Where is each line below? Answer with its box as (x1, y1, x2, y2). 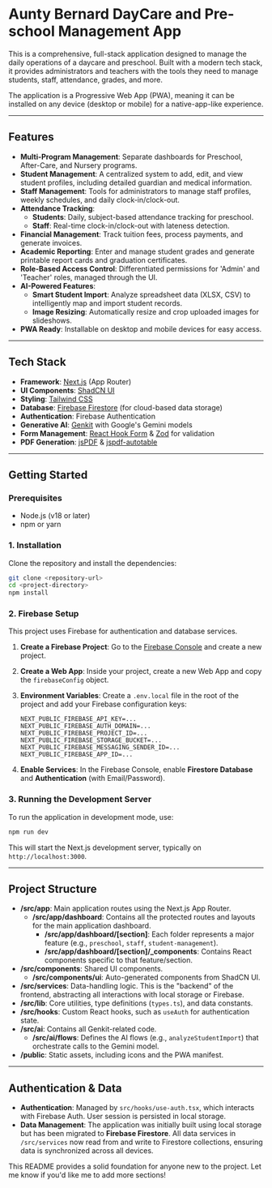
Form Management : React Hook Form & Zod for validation (19, 428, 215, 438)
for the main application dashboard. (32, 921, 151, 931)
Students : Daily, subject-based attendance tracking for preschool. (32, 212, 254, 221)
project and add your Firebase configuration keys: (19, 699, 188, 710)
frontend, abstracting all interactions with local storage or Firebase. (19, 990, 244, 1000)
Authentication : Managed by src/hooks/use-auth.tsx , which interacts (19, 1103, 255, 1113)
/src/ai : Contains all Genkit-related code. (19, 1024, 157, 1034)
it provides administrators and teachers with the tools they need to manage (8, 66, 259, 75)
